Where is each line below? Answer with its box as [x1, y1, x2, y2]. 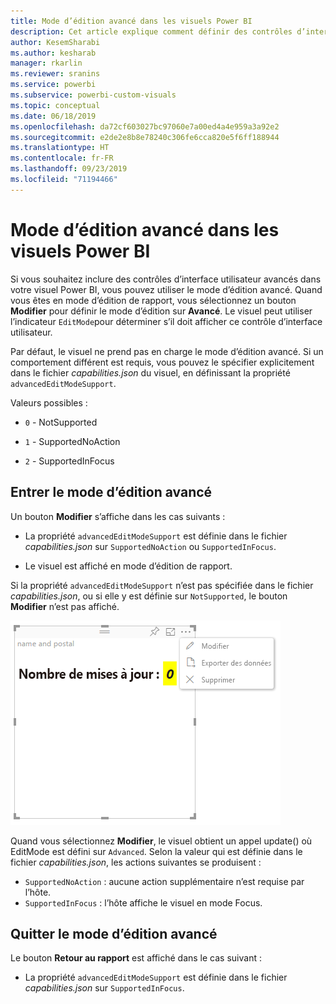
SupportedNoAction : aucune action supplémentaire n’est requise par [24, 875, 305, 887]
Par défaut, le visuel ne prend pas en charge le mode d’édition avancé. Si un [10, 345, 324, 357]
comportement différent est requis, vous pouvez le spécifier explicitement [10, 356, 315, 368]
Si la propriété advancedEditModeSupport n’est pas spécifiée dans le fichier [10, 579, 314, 591]
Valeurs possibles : [10, 396, 88, 409]
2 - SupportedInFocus [24, 455, 115, 467]
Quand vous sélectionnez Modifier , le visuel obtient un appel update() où [10, 835, 313, 847]
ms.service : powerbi [10, 80, 97, 90]
